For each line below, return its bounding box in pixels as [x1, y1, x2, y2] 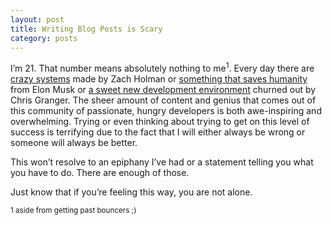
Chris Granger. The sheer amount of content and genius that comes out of [10, 94, 317, 106]
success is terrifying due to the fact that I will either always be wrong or [10, 126, 306, 138]
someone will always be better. [10, 137, 138, 149]
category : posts [10, 33, 78, 43]
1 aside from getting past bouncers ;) [10, 206, 137, 216]
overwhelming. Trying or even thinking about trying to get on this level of [10, 116, 310, 128]
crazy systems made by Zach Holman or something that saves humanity [10, 73, 308, 85]
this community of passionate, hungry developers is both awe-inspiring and [10, 105, 322, 117]
